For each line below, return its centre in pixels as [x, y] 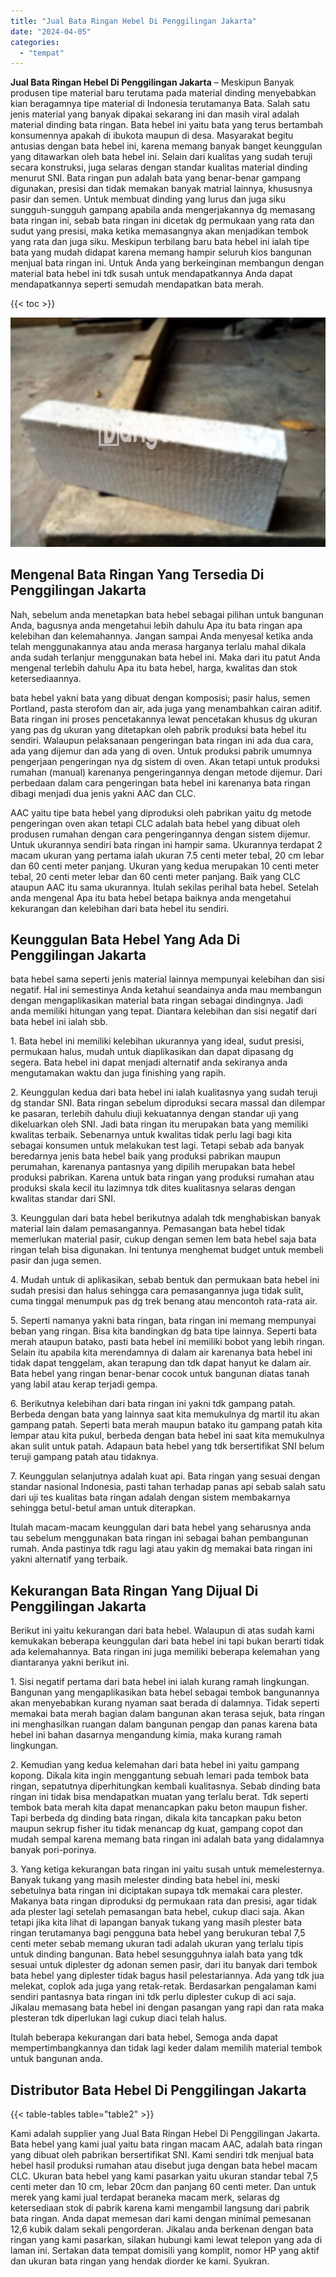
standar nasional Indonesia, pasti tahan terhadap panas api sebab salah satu [168, 1487]
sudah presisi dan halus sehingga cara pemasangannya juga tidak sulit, [157, 1291]
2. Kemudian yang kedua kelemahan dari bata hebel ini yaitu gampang [155, 1765]
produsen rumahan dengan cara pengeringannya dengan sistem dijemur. [160, 834]
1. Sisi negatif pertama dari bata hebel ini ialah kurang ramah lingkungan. [160, 1682]
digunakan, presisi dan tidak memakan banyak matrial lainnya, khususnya [161, 189]
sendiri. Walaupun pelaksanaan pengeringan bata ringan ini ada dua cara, [162, 740]
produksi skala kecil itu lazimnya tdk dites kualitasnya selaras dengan [153, 1188]
